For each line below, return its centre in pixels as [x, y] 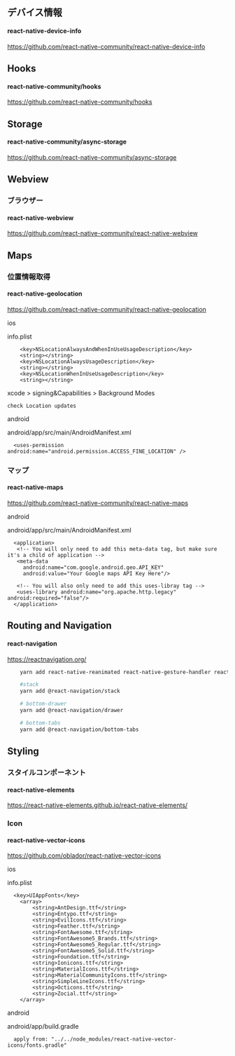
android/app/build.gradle [43, 1027]
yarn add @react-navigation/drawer [72, 711]
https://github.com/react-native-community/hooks [80, 102]
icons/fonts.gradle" [37, 1045]
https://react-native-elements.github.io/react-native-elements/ [98, 805]
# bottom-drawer [44, 704]
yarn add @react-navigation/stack [70, 691]
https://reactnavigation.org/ [47, 659]
